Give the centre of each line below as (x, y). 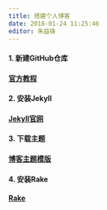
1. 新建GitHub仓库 (39, 58)
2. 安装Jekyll (30, 98)
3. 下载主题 (27, 138)
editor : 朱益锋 (32, 31)
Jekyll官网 (26, 118)
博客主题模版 (30, 159)
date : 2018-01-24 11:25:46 (54, 24)
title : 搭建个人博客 (39, 16)
